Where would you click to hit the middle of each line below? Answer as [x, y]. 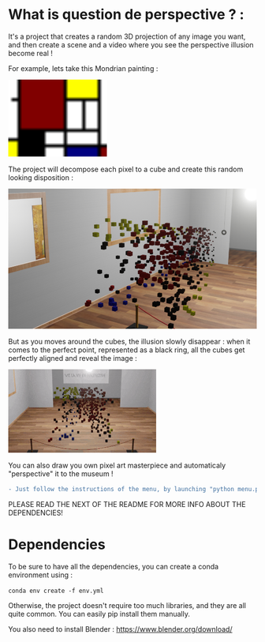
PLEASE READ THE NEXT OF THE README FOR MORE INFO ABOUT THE [127, 504]
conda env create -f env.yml [56, 591]
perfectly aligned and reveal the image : [73, 358]
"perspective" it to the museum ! [61, 473]
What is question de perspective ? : [126, 15]
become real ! [31, 53]
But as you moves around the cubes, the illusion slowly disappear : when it [129, 341]
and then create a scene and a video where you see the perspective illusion [131, 44]
